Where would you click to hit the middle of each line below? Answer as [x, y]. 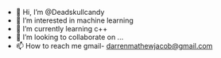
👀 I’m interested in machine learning [74, 20]
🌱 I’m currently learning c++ [62, 29]
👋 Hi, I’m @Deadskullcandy [60, 12]
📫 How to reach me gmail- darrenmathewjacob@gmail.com [114, 46]
